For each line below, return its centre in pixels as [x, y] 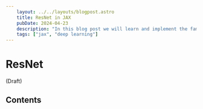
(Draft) [14, 81]
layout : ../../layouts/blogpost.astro [65, 12]
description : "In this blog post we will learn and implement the [102, 29]
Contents [24, 100]
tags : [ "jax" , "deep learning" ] [57, 35]
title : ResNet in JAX [44, 18]
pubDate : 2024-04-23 [42, 23]
